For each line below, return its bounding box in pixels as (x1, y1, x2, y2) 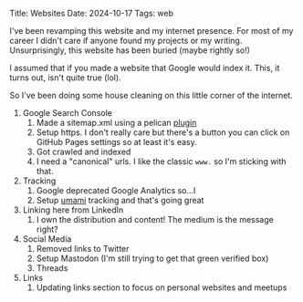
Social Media (22, 234, 72, 245)
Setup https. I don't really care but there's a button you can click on (36, 127, 290, 138)
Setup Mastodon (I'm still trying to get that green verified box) (36, 253, 269, 264)
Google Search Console (22, 108, 112, 118)
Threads (36, 263, 68, 273)
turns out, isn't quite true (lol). (9, 72, 121, 83)
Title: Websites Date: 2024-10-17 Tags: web (9, 8, 174, 18)
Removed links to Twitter (36, 244, 130, 254)
